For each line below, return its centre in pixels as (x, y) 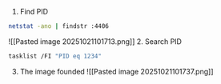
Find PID (34, 12)
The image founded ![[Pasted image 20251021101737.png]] (117, 71)
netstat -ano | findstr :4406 (59, 26)
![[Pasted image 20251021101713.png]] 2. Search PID (95, 41)
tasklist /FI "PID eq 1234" (55, 56)
